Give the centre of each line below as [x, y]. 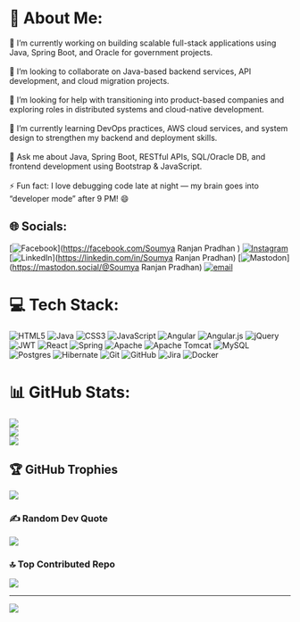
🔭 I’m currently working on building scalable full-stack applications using [143, 43]
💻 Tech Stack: [64, 305]
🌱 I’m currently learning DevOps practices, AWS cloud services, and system [149, 128]
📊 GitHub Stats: [70, 392]
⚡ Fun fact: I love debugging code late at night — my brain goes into [134, 186]
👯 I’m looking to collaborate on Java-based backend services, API [130, 71]
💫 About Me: [56, 18]
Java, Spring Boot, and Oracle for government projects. [111, 52]
